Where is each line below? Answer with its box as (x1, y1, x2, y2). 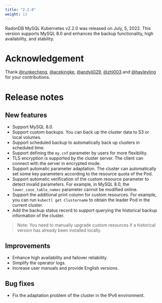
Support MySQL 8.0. (12, 124, 54, 130)
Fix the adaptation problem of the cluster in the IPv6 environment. (12, 293, 145, 299)
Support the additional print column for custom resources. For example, (12, 192, 157, 198)
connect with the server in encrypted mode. (12, 161, 101, 166)
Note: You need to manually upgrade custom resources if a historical (17, 222, 156, 228)
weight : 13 (5, 12, 27, 17)
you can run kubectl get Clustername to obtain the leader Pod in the (12, 197, 150, 203)
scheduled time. (12, 145, 45, 151)
